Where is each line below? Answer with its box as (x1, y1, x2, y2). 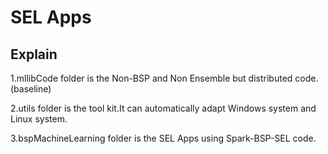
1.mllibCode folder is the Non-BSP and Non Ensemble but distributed (10, 72, 293, 84)
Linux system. (10, 113, 68, 125)
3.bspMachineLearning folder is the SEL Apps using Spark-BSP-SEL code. (10, 132, 317, 144)
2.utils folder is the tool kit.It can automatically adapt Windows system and (10, 102, 317, 114)
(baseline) (10, 83, 52, 95)
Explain (10, 46, 58, 63)
